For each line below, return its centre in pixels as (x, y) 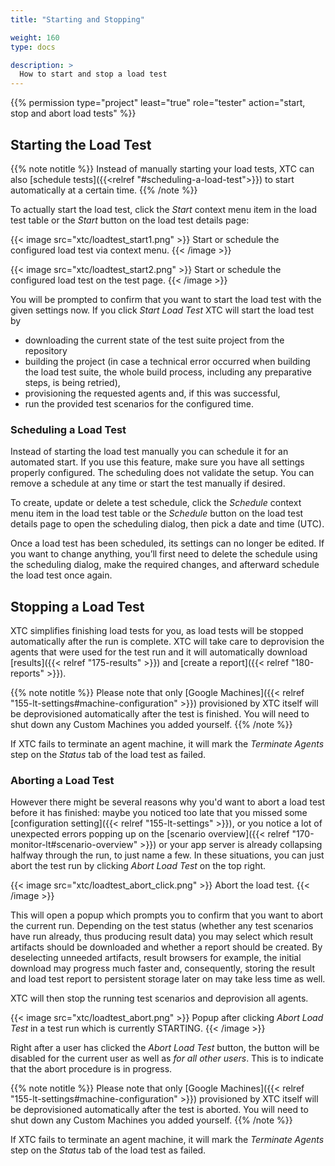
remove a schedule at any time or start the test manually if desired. (148, 483)
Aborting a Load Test (62, 780)
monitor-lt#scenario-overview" (74, 845)
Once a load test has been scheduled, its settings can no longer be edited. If (167, 543)
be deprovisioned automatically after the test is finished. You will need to (160, 714)
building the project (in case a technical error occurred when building (167, 361)
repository (46, 350)
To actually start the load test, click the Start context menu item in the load (164, 209)
